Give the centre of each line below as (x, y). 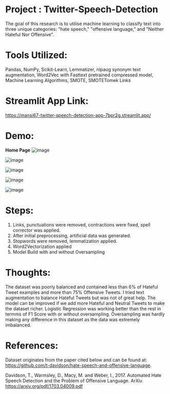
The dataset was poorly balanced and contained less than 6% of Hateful (82, 287)
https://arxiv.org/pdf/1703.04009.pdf (44, 386)
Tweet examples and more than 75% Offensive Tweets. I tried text (75, 292)
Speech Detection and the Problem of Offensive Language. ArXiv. (75, 381)
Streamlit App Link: (47, 101)
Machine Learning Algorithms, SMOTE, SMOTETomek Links (68, 80)
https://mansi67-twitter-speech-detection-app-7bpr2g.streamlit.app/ (78, 115)
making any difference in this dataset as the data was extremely (72, 319)
